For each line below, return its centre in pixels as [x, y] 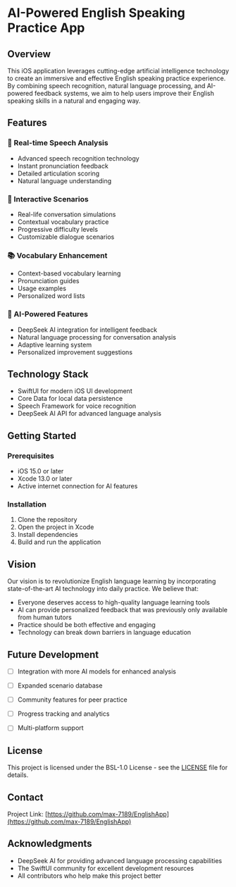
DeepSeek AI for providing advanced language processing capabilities [120, 860]
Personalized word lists [51, 296]
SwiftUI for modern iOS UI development [75, 391]
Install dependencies [48, 535]
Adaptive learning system [55, 345]
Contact [25, 797]
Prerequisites [31, 456]
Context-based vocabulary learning [69, 273]
